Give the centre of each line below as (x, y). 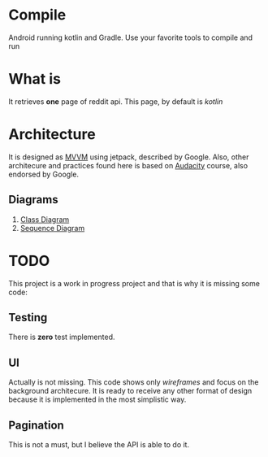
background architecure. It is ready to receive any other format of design (130, 391)
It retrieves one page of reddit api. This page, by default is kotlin (116, 101)
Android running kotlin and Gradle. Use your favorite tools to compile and (131, 37)
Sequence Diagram (52, 228)
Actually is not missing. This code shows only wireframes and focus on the (134, 382)
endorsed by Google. (44, 174)
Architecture (52, 135)
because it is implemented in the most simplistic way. (97, 399)
